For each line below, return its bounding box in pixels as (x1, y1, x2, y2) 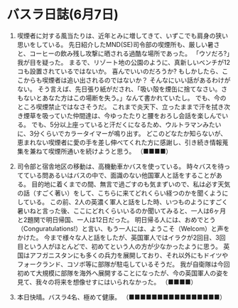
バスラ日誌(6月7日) (6, 6, 119, 23)
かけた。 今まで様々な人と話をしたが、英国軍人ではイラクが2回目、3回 (16, 233, 226, 242)
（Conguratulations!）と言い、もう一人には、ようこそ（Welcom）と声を (16, 224, 230, 233)
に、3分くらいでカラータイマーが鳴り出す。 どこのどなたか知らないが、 (16, 129, 227, 137)
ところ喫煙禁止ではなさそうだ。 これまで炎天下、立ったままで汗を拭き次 (16, 102, 230, 111)
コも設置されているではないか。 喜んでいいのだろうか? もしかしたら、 (16, 67, 222, 75)
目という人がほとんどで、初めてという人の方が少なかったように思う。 (16, 242, 222, 250)
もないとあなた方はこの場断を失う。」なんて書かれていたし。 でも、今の (16, 93, 227, 102)
